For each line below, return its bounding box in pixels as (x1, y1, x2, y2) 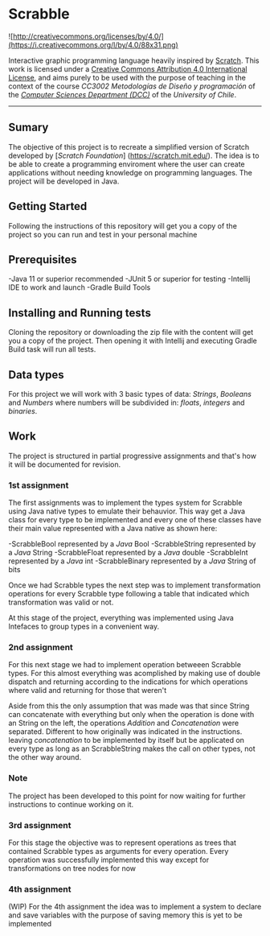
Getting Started (8, 200, 88, 213)
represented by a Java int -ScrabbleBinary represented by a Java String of (8, 556, 256, 566)
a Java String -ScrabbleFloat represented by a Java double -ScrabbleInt (8, 548, 248, 558)
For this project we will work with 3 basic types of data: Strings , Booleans (8, 390, 252, 398)
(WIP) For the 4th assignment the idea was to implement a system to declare (8, 902, 262, 912)
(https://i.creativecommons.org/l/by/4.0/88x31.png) (8, 39, 178, 49)
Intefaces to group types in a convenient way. (8, 621, 159, 632)
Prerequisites (8, 253, 77, 266)
